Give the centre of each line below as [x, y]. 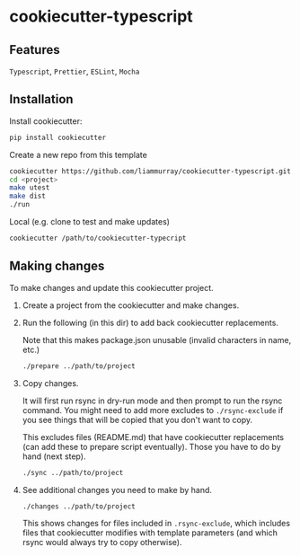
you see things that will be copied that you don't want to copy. [137, 419]
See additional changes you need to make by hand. [117, 490]
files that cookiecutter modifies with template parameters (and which [150, 533]
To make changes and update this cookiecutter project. [111, 287]
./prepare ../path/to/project [79, 366]
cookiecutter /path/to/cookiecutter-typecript [98, 238]
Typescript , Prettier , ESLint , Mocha [75, 71]
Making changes [57, 266]
